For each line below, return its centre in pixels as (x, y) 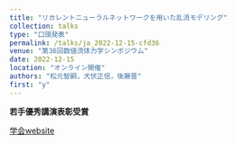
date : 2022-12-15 (42, 59)
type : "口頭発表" (39, 34)
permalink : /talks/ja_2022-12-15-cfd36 (85, 43)
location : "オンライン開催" (57, 68)
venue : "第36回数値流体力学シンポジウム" (79, 51)
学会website (32, 130)
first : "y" (30, 85)
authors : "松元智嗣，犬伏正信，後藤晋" (76, 76)
